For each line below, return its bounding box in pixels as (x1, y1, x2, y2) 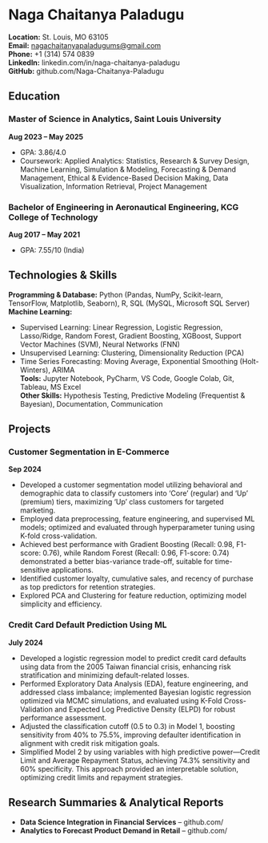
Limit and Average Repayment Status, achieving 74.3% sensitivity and (19, 756, 250, 765)
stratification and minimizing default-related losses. (19, 670, 190, 679)
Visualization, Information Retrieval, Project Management (19, 181, 208, 191)
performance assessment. (19, 712, 107, 723)
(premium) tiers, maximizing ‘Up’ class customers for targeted (19, 497, 224, 507)
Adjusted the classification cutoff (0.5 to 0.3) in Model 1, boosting (19, 721, 235, 731)
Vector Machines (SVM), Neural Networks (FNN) (19, 339, 180, 349)
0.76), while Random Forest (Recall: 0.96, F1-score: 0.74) (42, 548, 230, 558)
